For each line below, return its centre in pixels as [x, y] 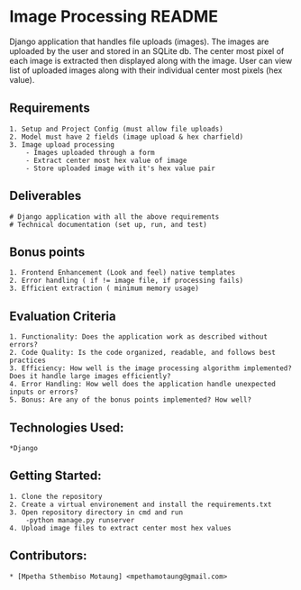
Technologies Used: [67, 427]
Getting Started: [55, 476]
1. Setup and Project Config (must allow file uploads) [116, 129]
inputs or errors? [44, 392]
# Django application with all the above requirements [114, 217]
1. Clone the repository [56, 496]
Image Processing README [114, 17]
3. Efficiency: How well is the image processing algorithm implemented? [151, 368]
